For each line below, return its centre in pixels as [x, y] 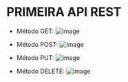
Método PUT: [35, 58]
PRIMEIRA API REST [64, 12]
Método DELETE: [40, 71]
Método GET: [35, 31]
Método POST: [37, 44]
